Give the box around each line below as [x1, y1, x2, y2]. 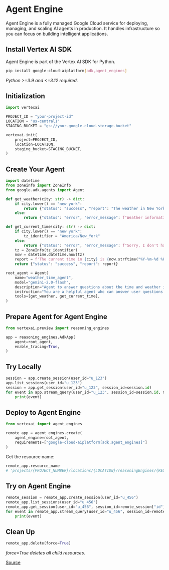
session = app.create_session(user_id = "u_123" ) [6, 376, 107, 381]
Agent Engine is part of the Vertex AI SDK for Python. [6, 59, 116, 65]
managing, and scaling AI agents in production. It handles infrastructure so [6, 25, 160, 31]
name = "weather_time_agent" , [15, 275, 73, 280]
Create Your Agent [6, 165, 65, 173]
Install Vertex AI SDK [6, 45, 72, 54]
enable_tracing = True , [15, 344, 60, 349]
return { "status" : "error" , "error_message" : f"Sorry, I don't [24, 243, 158, 248]
